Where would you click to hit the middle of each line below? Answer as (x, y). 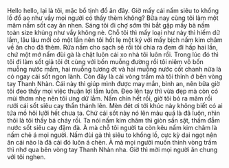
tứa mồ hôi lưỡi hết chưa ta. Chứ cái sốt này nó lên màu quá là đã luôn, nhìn (114, 113)
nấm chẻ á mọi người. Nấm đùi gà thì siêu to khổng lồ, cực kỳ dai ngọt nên (112, 135)
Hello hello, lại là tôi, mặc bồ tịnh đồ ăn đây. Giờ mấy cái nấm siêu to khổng (113, 11)
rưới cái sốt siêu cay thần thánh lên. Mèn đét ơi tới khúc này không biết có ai (115, 106)
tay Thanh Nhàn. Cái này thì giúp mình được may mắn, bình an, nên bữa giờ (113, 84)
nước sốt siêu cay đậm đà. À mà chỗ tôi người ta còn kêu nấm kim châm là (112, 128)
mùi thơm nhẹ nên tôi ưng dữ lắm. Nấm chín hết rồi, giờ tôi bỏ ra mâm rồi (110, 98)
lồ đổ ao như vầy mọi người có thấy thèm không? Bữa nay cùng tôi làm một (113, 18)
